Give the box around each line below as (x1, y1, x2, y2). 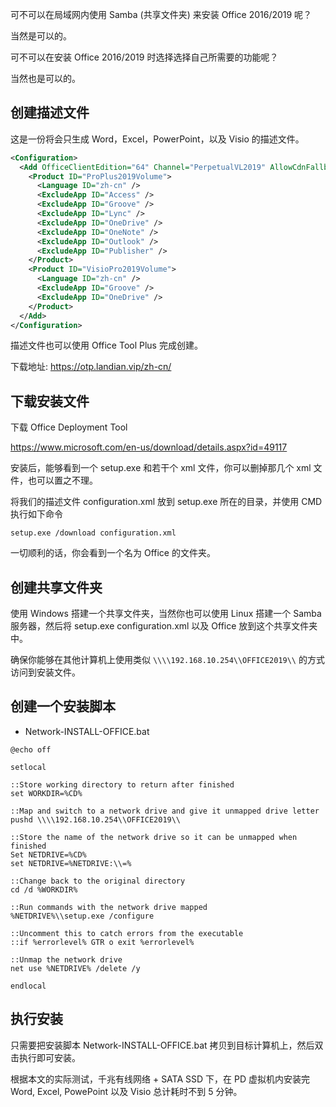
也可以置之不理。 (27, 474, 98, 487)
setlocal (10, 762, 47, 772)
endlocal (10, 981, 47, 991)
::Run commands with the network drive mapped (10, 902, 208, 912)
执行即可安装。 (18, 1051, 81, 1063)
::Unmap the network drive (10, 954, 123, 965)
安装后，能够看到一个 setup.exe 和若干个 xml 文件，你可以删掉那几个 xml (10, 462, 312, 474)
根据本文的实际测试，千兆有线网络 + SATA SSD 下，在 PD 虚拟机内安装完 (10, 1073, 310, 1085)
